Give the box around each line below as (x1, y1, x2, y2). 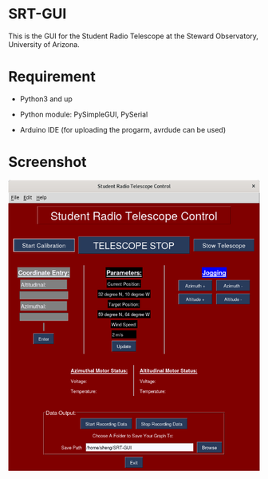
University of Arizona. (8, 39, 80, 49)
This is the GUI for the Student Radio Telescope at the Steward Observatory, (8, 31, 259, 41)
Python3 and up (19, 93, 73, 104)
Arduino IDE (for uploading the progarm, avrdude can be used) (19, 125, 227, 134)
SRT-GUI (8, 5, 67, 23)
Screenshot (8, 153, 87, 172)
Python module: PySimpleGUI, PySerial (19, 109, 148, 119)
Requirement (8, 68, 96, 86)
